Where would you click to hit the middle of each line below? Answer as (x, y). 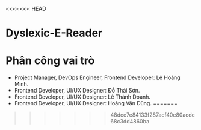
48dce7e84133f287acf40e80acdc (153, 115)
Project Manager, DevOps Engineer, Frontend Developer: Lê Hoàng (97, 77)
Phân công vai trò (50, 61)
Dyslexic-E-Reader (54, 33)
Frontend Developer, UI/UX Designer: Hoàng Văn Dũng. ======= (96, 103)
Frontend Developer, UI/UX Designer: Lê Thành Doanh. (82, 97)
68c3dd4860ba (130, 122)
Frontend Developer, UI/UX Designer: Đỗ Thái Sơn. (77, 91)
